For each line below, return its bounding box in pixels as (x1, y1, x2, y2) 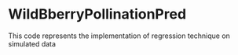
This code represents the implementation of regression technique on (8, 31, 230, 40)
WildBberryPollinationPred (8, 5, 187, 23)
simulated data (8, 39, 57, 48)
